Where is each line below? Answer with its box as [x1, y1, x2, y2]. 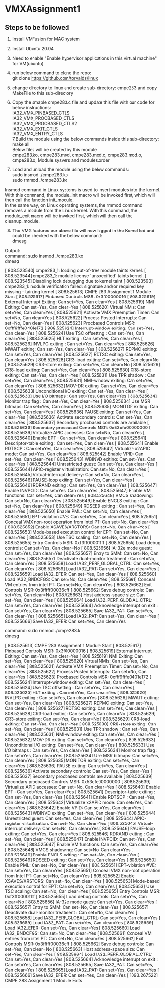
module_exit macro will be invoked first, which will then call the [5, 213, 133, 219]
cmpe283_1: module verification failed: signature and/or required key [5, 283, 144, 289]
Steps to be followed [5, 23, 69, 32]
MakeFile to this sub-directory [12, 90, 74, 96]
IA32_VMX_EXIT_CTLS [12, 126, 58, 132]
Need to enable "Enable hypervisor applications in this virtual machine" [12, 55, 157, 61]
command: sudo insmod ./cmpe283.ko [5, 253, 84, 259]
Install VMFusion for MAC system [12, 36, 80, 42]
